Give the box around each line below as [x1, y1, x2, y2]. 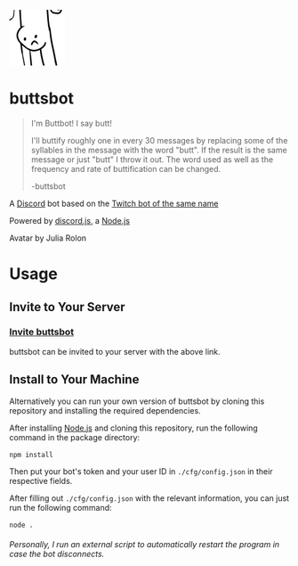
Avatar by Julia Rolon [9, 233, 87, 243]
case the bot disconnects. [9, 549, 105, 560]
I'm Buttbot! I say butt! [30, 118, 113, 128]
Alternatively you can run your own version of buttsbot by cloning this [9, 396, 265, 406]
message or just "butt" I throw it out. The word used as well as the [30, 153, 274, 165]
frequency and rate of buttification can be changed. [30, 163, 221, 174]
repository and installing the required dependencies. [9, 405, 202, 415]
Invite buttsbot [9, 326, 74, 339]
